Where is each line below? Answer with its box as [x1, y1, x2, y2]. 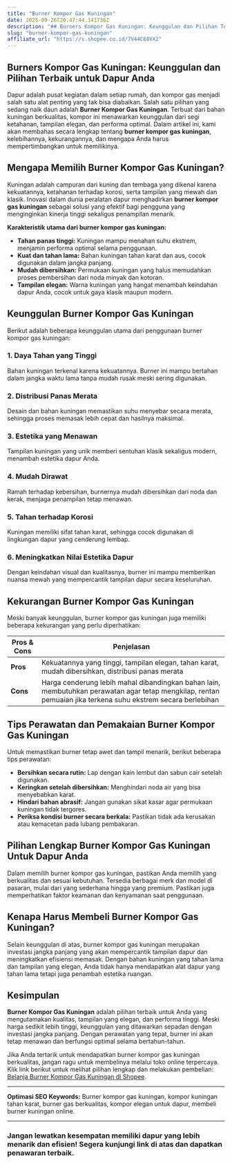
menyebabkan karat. [17, 790, 76, 798]
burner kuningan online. [7, 1107, 75, 1116]
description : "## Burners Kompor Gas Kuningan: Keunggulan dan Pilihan [7, 23, 217, 30]
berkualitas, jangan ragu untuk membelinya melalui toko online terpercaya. [7, 1058, 220, 1067]
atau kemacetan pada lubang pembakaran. [17, 820, 139, 828]
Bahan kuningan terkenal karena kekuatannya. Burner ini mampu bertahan [7, 366, 218, 375]
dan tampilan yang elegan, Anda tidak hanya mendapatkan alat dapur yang [7, 962, 220, 970]
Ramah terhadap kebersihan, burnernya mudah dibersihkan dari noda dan [7, 487, 217, 496]
